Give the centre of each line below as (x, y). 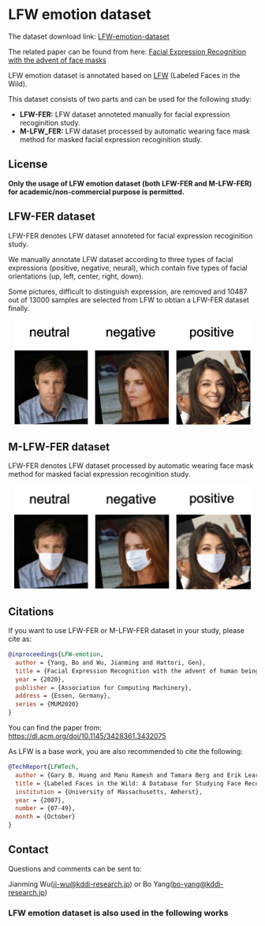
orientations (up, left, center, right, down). (76, 276)
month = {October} (46, 817)
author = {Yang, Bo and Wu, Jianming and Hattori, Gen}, (111, 662)
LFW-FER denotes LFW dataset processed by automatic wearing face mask (131, 466)
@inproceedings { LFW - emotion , (56, 654)
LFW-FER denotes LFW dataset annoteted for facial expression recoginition (131, 235)
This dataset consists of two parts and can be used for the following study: (130, 99)
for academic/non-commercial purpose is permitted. (97, 192)
